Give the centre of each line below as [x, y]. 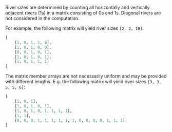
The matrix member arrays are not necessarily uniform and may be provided [86, 76]
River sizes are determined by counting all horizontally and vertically [78, 7]
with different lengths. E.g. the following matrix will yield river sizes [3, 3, [83, 82]
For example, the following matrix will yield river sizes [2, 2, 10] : [74, 28]
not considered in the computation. [42, 18]
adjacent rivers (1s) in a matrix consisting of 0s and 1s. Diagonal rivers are [83, 13]
